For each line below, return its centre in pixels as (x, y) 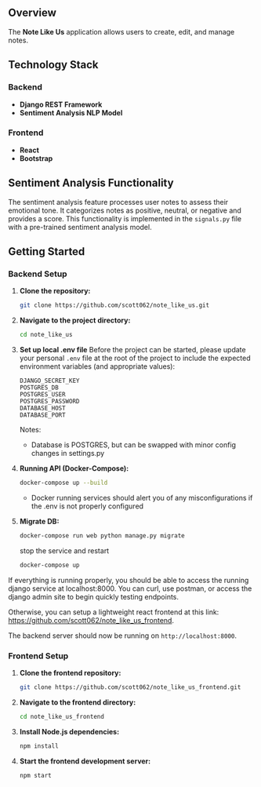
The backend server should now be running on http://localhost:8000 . (123, 636)
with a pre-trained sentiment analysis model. (80, 227)
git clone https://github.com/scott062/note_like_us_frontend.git (130, 687)
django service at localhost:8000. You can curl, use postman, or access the (130, 588)
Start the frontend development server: (85, 761)
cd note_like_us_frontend (62, 716)
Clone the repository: (55, 291)
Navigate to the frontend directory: (78, 702)
